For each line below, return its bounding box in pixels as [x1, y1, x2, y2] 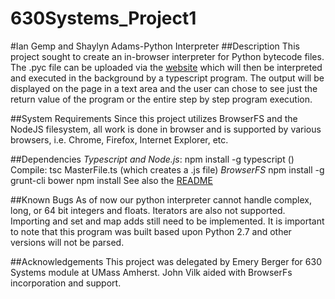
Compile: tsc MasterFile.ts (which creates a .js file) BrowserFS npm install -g [10, 163, 325, 176]
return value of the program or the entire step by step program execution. [10, 93, 313, 105]
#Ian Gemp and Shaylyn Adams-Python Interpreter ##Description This [10, 40, 300, 52]
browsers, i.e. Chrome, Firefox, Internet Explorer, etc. [10, 133, 229, 146]
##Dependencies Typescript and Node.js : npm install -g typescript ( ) [10, 153, 295, 165]
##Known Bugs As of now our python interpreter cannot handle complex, [10, 193, 313, 206]
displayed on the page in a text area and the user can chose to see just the [10, 82, 318, 94]
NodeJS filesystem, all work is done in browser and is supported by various [10, 123, 322, 135]
